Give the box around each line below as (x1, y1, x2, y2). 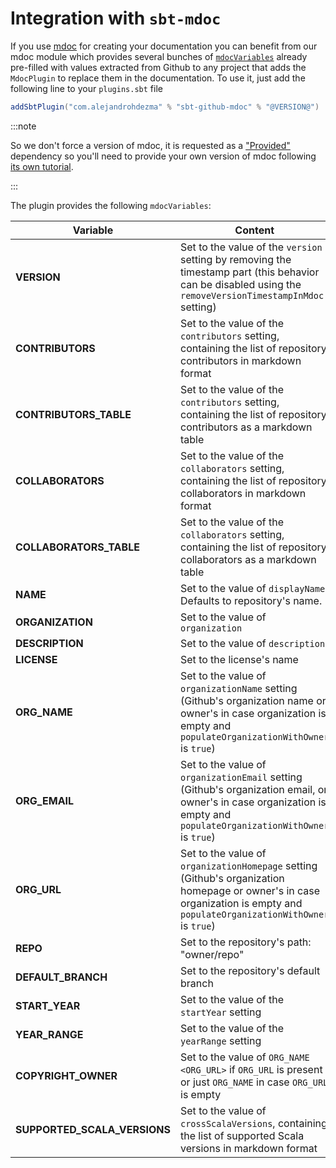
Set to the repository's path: (180, 935, 312, 949)
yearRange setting (180, 1033, 262, 1047)
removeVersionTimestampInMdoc (180, 290, 325, 301)
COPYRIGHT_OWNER (15, 1068, 118, 1082)
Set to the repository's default (180, 963, 321, 977)
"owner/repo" (180, 947, 245, 961)
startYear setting (180, 1005, 262, 1019)
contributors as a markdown (180, 420, 313, 434)
